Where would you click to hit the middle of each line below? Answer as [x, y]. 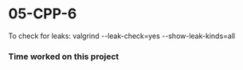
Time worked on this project [64, 56]
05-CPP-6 [43, 14]
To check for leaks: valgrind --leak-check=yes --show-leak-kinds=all [122, 36]
